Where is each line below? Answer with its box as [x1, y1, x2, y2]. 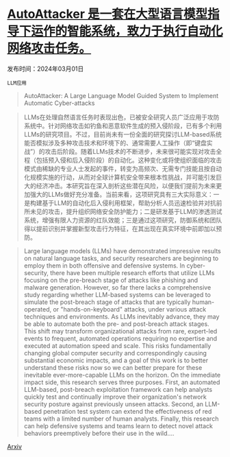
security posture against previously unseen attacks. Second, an [23, 399, 204, 408]
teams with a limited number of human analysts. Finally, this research [23, 414, 219, 423]
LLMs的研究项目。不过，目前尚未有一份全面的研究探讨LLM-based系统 [23, 130, 222, 138]
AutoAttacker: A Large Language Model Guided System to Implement [23, 91, 219, 99]
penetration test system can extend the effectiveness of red [43, 407, 212, 415]
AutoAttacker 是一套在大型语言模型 [7, 6, 208, 22]
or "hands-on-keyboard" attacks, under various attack [53, 305, 207, 313]
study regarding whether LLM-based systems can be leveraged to [23, 290, 211, 298]
